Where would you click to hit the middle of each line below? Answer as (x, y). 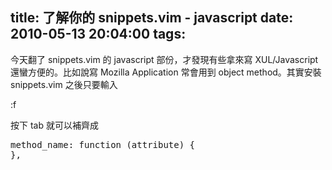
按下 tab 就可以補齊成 (54, 125)
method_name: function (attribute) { (103, 144)
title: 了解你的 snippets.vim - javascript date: (152, 18)
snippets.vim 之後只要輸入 (64, 84)
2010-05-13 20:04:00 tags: (98, 34)
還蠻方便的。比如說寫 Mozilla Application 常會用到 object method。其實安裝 (166, 72)
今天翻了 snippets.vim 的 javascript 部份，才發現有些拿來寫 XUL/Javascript (164, 59)
